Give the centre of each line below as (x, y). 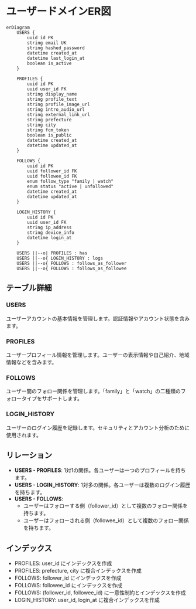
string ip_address (49, 227)
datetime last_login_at (56, 58)
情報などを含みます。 (32, 362)
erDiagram (18, 27)
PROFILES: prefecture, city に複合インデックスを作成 (78, 571)
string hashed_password (56, 48)
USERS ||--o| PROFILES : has (52, 253)
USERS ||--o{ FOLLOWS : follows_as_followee (72, 268)
